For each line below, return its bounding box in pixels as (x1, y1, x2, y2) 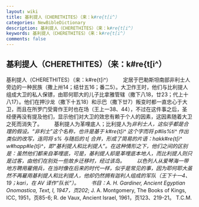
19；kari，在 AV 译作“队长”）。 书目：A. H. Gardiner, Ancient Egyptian (6, 179, 186, 186)
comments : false (6, 36, 46, 42)
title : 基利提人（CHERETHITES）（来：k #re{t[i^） (6, 14, 120, 20)
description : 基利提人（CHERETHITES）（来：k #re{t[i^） (6, 25, 136, 31)
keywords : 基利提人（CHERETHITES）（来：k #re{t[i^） (6, 31, 128, 37)
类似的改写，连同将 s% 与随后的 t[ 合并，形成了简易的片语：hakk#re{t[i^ (6, 135, 182, 142)
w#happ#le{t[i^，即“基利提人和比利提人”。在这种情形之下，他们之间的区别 (6, 142, 188, 149)
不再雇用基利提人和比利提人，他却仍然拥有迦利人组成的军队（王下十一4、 (11, 172, 191, 179)
